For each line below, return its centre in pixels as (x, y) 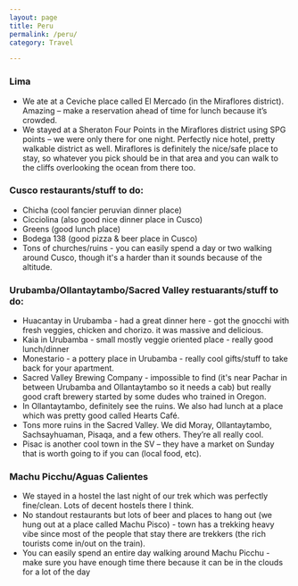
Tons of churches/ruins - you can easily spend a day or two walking (147, 247)
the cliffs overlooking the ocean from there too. (109, 167)
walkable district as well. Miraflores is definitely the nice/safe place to (150, 148)
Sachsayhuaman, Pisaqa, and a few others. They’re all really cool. (143, 435)
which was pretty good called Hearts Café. (101, 415)
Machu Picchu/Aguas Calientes (79, 477)
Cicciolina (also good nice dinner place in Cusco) (112, 219)
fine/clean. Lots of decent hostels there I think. (108, 506)
